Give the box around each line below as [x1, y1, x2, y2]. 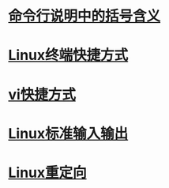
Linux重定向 [8, 164, 87, 182]
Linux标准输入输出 [8, 124, 129, 142]
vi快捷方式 [8, 85, 77, 103]
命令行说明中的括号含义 [8, 7, 161, 25]
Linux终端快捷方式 [8, 47, 129, 64]
